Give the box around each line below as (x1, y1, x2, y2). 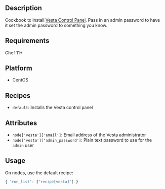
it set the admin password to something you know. (5, 22, 108, 28)
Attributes (5, 118, 37, 127)
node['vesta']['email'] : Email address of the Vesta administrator (12, 132, 146, 138)
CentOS (12, 77, 29, 83)
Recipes (5, 91, 31, 100)
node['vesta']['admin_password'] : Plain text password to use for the (12, 137, 152, 143)
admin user (12, 143, 34, 149)
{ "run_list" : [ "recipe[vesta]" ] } (5, 179, 79, 184)
